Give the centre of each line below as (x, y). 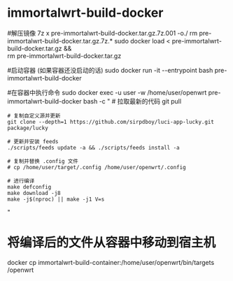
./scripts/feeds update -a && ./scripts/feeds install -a (93, 147)
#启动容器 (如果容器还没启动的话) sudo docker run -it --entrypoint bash (110, 70)
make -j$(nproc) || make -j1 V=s (56, 199)
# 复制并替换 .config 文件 (43, 161)
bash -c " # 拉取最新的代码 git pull (132, 101)
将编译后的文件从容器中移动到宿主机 (112, 243)
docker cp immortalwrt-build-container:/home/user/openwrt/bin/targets (111, 262)
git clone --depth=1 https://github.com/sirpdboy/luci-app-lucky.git (111, 122)
